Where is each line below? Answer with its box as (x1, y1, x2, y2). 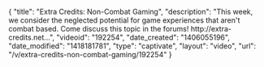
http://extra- (190, 24, 232, 33)
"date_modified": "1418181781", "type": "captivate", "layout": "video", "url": (8, 41, 257, 51)
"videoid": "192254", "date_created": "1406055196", (56, 32, 230, 42)
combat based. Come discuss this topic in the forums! (8, 24, 189, 33)
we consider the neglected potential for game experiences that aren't (8, 15, 240, 25)
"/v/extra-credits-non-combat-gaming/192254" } (8, 50, 172, 59)
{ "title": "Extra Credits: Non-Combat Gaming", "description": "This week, (8, 7, 253, 16)
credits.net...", (8, 32, 55, 42)
